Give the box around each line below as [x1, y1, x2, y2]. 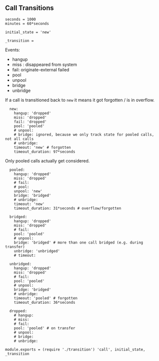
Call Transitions [5, 4, 54, 12]
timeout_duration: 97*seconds [14, 149, 76, 154]
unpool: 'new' [14, 188, 43, 194]
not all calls [5, 136, 34, 141]
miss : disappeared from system [12, 61, 77, 68]
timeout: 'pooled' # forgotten [14, 295, 78, 300]
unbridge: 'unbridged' [14, 248, 60, 253]
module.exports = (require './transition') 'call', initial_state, [5, 347, 146, 352]
